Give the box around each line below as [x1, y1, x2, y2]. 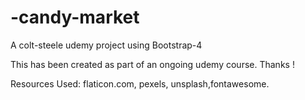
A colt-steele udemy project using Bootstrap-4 [10, 39, 203, 51]
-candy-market [10, 6, 140, 29]
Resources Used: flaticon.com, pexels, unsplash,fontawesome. [10, 77, 270, 90]
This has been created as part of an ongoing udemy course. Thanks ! [10, 58, 295, 70]
